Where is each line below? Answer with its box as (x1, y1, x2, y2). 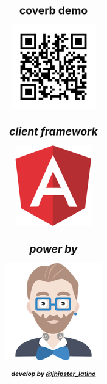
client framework (9, 125, 98, 139)
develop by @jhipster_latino (11, 370, 96, 379)
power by (29, 242, 78, 256)
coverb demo (19, 4, 88, 18)
